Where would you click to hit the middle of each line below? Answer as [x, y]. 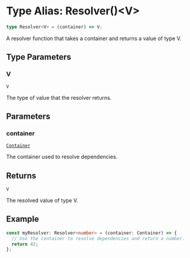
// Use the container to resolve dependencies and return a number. [98, 238]
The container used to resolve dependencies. [62, 157]
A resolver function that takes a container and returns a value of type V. [94, 38]
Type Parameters [39, 57]
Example [23, 219]
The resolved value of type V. [42, 200]
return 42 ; [25, 244]
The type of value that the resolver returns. [59, 97]
